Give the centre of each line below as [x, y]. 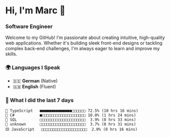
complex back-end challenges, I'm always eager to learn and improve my [83, 49]
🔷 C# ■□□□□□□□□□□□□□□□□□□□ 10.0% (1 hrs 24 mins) [71, 115]
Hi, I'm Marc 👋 [35, 11]
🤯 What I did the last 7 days [40, 100]
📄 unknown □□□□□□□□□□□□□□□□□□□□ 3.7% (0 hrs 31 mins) [71, 124]
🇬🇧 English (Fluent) [34, 86]
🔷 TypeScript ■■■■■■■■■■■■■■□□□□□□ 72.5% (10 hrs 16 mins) [72, 111]
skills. [11, 54]
